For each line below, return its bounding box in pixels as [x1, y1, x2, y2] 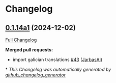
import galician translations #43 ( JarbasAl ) [12, 57, 103, 63]
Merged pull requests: [5, 47, 53, 52]
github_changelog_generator [5, 72, 66, 78]
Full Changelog [5, 37, 37, 43]
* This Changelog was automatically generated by [5, 67, 111, 72]
